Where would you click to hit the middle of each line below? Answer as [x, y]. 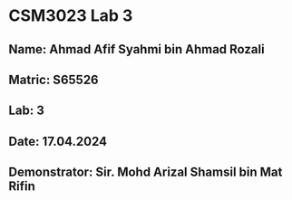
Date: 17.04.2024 [58, 141]
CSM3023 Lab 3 [71, 16]
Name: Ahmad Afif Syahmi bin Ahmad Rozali [136, 49]
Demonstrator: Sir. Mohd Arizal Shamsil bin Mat [146, 172]
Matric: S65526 [54, 79]
